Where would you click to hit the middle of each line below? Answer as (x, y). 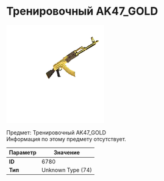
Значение (67, 153)
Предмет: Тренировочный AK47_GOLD (56, 132)
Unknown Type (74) (67, 170)
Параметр (23, 153)
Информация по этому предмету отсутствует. (66, 139)
